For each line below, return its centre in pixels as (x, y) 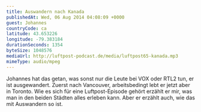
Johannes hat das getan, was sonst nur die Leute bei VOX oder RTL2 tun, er (100, 79)
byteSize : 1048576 (29, 51)
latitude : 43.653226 (32, 34)
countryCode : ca (26, 28)
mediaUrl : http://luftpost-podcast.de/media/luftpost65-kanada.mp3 (92, 56)
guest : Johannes (26, 23)
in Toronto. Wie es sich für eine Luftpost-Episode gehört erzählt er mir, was (99, 91)
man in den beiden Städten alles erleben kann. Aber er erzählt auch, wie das (100, 97)
